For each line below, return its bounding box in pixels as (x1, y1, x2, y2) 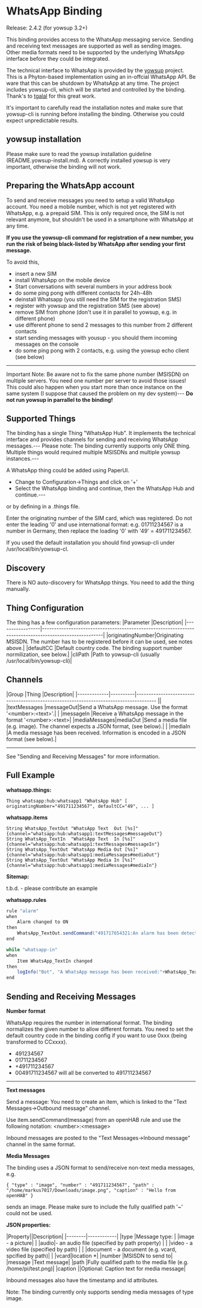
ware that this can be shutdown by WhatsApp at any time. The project (6, 80, 179, 87)
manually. (6, 586, 30, 593)
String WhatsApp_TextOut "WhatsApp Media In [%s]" (6, 857, 136, 863)
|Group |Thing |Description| (6, 690, 75, 698)
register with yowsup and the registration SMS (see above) (14, 302, 161, 309)
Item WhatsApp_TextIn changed (17, 958, 93, 964)
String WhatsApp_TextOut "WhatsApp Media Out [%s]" (6, 846, 138, 853)
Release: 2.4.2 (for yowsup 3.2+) (6, 24, 88, 31)
